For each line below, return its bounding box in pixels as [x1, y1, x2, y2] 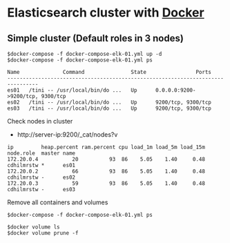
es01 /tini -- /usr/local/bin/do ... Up [7, 87, 137, 94]
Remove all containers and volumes [7, 198, 108, 206]
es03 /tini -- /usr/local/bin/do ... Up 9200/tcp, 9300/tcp [7, 105, 212, 112]
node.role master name [7, 150, 76, 157]
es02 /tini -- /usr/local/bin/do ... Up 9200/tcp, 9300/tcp [7, 99, 212, 106]
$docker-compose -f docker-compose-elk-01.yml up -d [7, 50, 162, 57]
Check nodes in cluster [7, 117, 73, 125]
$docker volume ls [7, 224, 60, 231]
